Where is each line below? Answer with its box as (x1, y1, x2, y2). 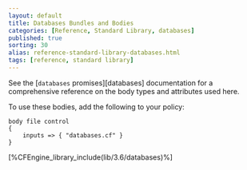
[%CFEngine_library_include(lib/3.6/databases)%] (8, 152, 173, 162)
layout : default (8, 11, 62, 20)
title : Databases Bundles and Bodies (8, 19, 134, 27)
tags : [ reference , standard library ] (8, 57, 134, 65)
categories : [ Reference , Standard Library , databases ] (8, 26, 195, 34)
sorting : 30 (8, 42, 48, 49)
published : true (8, 34, 62, 42)
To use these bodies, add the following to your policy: (8, 101, 185, 112)
